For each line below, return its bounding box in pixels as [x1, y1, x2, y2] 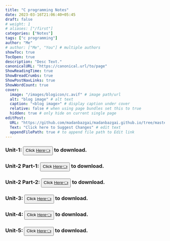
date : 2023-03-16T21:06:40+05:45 [5, 12, 76, 17]
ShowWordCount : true [5, 82, 49, 87]
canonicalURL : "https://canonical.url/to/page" [5, 64, 108, 69]
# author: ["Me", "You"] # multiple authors [5, 45, 101, 50]
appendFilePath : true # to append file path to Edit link [10, 129, 135, 134]
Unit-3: [5, 195, 23, 202]
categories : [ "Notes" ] [5, 31, 53, 36]
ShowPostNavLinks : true [5, 78, 56, 83]
